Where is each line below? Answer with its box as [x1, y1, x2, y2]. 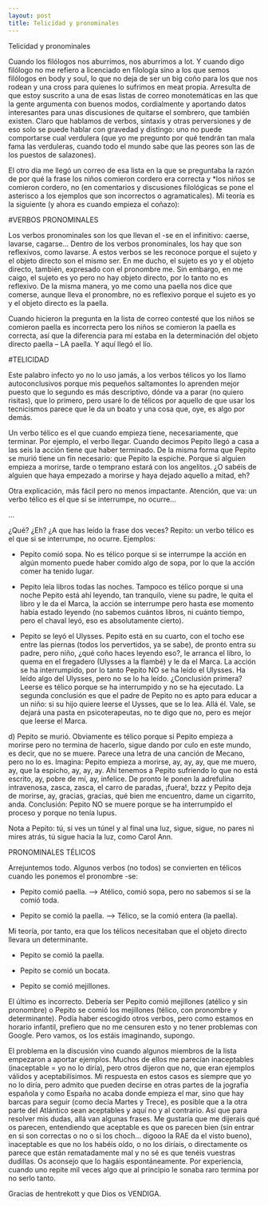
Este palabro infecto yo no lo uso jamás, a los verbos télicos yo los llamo [8, 370, 246, 379]
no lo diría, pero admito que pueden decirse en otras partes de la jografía [8, 1080, 249, 1089]
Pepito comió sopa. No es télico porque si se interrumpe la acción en [19, 549, 247, 559]
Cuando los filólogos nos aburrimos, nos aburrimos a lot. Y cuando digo [8, 57, 245, 66]
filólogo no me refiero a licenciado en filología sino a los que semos [8, 65, 230, 74]
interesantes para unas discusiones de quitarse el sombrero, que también [8, 107, 250, 117]
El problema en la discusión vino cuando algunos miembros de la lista [8, 1045, 237, 1055]
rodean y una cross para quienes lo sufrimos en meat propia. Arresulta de [8, 81, 251, 92]
